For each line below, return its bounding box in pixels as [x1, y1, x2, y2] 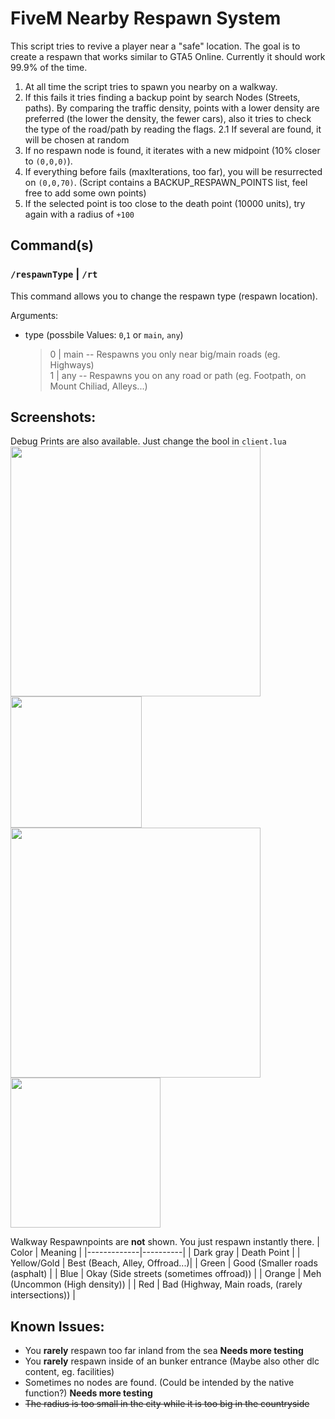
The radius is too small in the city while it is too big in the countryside [24, 1398, 310, 1410]
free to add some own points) [24, 187, 147, 199]
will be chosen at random [24, 133, 130, 146]
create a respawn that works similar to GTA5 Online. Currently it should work [10, 50, 326, 62]
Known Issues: [10, 1318, 105, 1335]
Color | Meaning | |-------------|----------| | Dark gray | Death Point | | [10, 1247, 301, 1259]
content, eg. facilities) [24, 1366, 115, 1378]
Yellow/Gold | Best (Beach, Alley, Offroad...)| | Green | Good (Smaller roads [10, 1257, 318, 1269]
